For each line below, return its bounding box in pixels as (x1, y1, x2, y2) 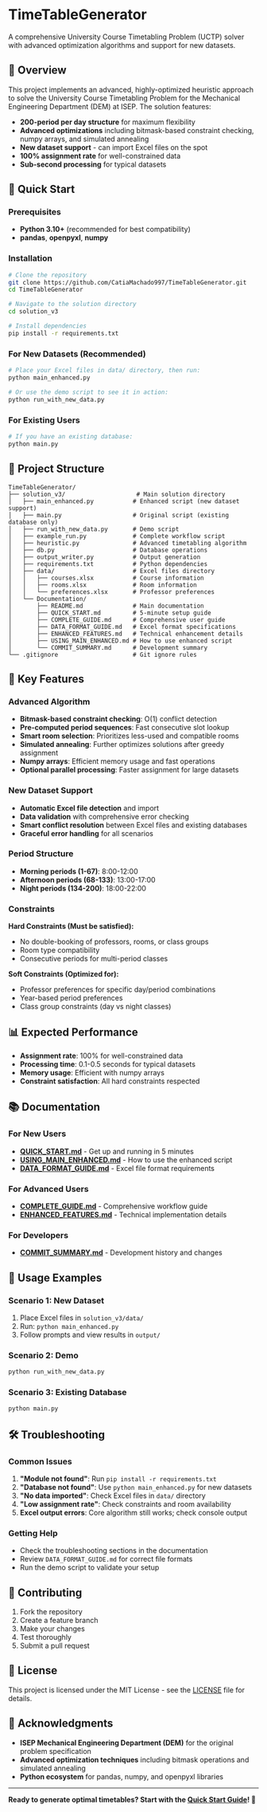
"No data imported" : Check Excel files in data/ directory (19, 1491, 207, 1500)
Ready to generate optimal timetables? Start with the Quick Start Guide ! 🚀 (8, 1794, 257, 1804)
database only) (8, 518, 59, 526)
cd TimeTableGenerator (8, 285, 83, 294)
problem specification (19, 1746, 91, 1755)
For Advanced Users (8, 1183, 89, 1194)
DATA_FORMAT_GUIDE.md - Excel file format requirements (19, 1163, 215, 1173)
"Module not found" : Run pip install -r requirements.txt (19, 1473, 217, 1484)
